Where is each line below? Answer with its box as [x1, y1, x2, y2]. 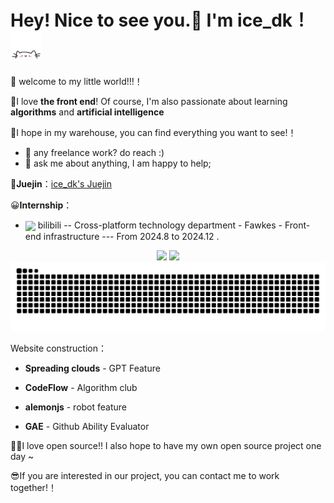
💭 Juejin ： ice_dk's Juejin [10, 178, 112, 190]
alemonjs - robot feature [24, 401, 128, 413]
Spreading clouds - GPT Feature [24, 362, 161, 374]
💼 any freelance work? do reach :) [24, 147, 165, 159]
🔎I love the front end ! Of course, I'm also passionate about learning [10, 96, 288, 108]
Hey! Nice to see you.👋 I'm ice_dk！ [10, 9, 311, 32]
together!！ [10, 481, 57, 493]
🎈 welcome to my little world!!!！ [10, 76, 143, 88]
